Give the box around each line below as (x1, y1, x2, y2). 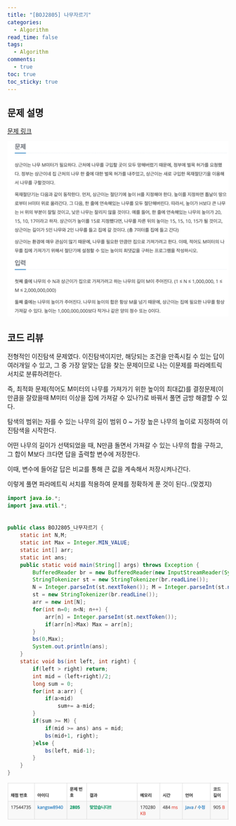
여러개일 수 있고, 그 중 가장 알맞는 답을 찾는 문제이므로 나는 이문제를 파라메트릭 (7, 361, 223, 369)
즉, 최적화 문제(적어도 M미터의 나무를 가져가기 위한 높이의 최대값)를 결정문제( (7, 384, 218, 393)
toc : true (7, 70, 37, 77)
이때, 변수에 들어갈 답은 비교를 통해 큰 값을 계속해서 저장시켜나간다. (7, 465, 191, 473)
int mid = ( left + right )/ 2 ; (32, 672, 112, 680)
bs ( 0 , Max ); (32, 636, 65, 643)
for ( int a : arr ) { (32, 687, 83, 695)
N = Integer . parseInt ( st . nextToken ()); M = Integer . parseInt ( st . (32, 584, 228, 591)
